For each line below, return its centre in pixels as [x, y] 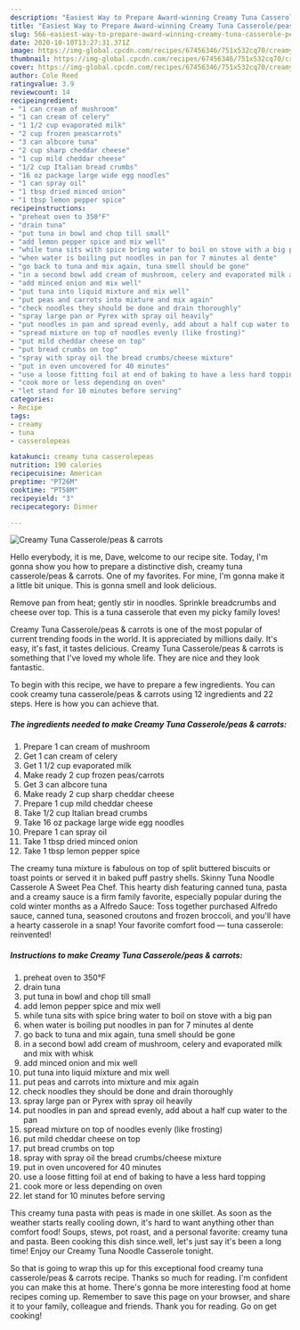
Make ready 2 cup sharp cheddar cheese [99, 794]
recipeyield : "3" [42, 498]
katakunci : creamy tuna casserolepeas [82, 457]
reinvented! [31, 935]
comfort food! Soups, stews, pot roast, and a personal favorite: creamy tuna [149, 1232]
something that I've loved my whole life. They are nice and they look [135, 658]
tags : [20, 416]
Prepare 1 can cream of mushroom [86, 747]
